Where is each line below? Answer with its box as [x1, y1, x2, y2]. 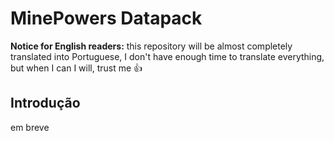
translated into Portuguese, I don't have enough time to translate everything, [10, 50, 325, 62]
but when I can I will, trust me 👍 [10, 62, 143, 74]
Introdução [10, 95, 81, 112]
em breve [10, 121, 50, 133]
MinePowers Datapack [10, 7, 203, 30]
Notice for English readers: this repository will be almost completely [10, 40, 293, 52]
